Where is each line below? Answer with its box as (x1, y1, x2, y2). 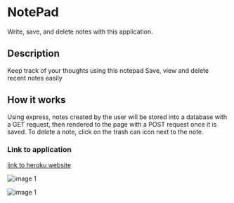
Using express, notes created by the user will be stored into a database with (7, 113, 228, 121)
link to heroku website (7, 160, 72, 169)
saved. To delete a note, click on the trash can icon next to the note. (7, 127, 204, 136)
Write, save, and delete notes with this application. (7, 27, 153, 36)
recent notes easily (7, 73, 63, 82)
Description (7, 48, 60, 59)
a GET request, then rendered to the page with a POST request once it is (7, 120, 217, 128)
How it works (7, 94, 66, 106)
